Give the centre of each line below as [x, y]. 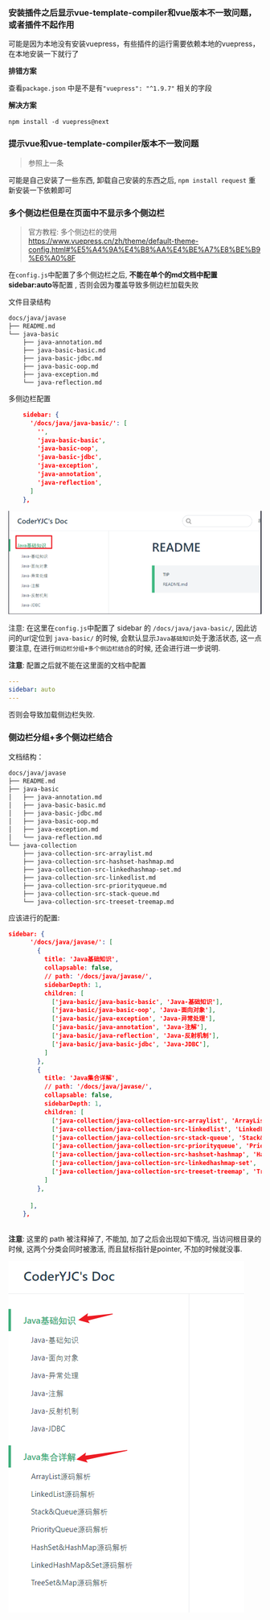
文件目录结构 [29, 302]
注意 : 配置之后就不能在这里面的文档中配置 [77, 665]
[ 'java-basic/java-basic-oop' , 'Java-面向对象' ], [133, 1010]
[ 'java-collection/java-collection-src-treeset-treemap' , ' [154, 1172]
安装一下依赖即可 [43, 190]
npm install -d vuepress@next [59, 122]
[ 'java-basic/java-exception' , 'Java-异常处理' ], [133, 1019]
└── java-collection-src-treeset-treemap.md [98, 902]
